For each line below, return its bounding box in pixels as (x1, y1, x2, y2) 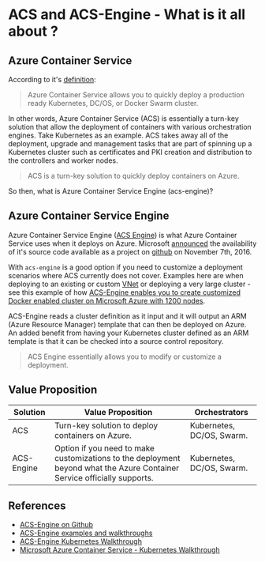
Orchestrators (194, 406, 248, 417)
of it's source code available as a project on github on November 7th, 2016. (8, 247, 252, 256)
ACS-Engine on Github (19, 520, 93, 530)
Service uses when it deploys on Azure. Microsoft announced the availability (8, 239, 257, 248)
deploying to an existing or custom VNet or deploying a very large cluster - (8, 279, 251, 289)
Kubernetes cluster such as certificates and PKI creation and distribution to (8, 148, 252, 157)
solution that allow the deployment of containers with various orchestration (8, 123, 252, 131)
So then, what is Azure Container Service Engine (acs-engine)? (8, 187, 214, 195)
